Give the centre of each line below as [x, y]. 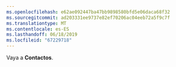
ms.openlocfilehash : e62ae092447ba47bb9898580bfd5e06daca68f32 [88, 12]
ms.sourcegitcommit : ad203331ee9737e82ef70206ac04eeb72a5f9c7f [88, 18]
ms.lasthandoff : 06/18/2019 [42, 35]
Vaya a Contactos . [30, 58]
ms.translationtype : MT [37, 23]
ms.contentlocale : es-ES [38, 29]
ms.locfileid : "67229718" [39, 40]
